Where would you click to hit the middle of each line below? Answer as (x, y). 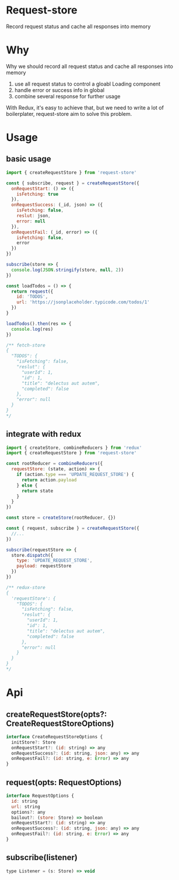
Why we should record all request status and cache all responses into (89, 66)
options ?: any (28, 812)
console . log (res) (32, 329)
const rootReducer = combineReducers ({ (55, 464)
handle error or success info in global (59, 90)
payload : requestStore (44, 566)
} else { (27, 485)
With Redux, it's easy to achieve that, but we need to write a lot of (85, 107)
